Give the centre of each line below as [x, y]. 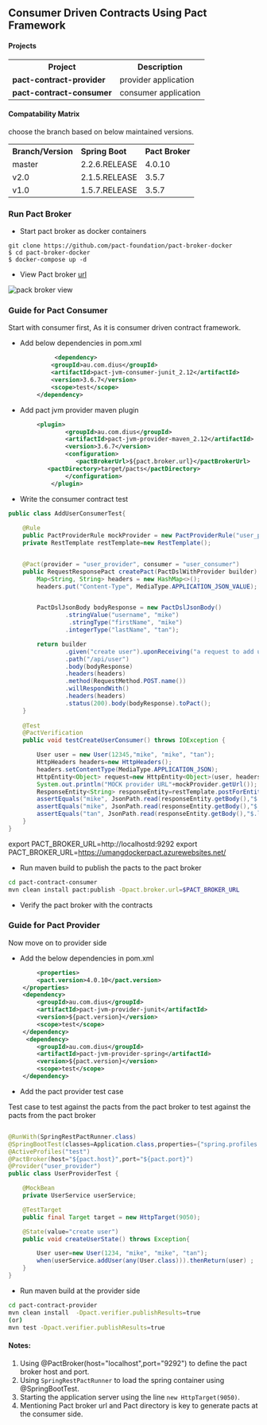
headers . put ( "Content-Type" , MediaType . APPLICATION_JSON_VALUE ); [147, 586]
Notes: [20, 1345]
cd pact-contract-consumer [53, 882]
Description [160, 67]
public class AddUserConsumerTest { [67, 513]
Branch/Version [43, 151]
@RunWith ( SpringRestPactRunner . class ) [72, 1136]
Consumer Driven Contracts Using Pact [108, 13]
